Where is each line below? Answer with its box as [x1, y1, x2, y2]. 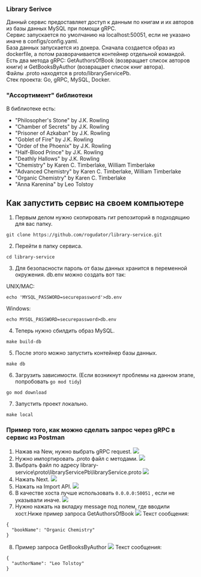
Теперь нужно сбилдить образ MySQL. [14, 327, 115, 334]
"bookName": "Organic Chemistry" [11, 526, 95, 533]
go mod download [6, 390, 47, 396]
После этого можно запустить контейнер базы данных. [14, 349, 158, 357]
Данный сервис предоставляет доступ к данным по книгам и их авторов [6, 19, 194, 26]
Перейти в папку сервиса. [14, 243, 83, 250]
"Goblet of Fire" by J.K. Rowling [14, 136, 94, 143]
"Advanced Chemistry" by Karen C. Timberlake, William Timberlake [14, 167, 181, 175]
